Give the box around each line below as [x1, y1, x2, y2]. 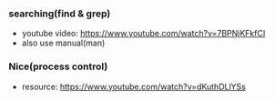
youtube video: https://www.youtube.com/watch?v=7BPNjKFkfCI [21, 28, 266, 39]
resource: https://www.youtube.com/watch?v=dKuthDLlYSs [21, 81, 247, 92]
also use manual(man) [21, 37, 106, 48]
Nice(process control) [8, 60, 108, 73]
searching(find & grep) [8, 7, 111, 20]
